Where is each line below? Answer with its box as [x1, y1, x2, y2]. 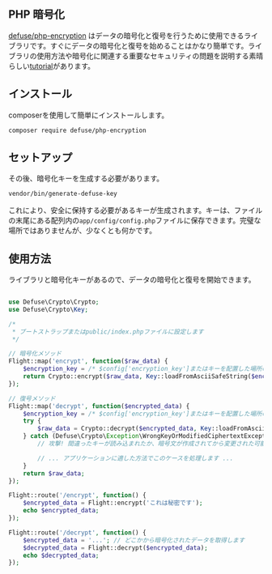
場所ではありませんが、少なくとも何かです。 [8, 226, 156, 236]
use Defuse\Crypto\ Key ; [8, 305, 89, 313]
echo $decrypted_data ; [23, 551, 100, 559]
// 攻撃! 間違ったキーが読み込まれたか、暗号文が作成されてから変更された [37, 440, 254, 448]
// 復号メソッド [8, 394, 56, 402]
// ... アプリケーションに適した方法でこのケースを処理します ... [37, 454, 234, 462]
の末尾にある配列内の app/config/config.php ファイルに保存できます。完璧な [8, 215, 261, 225]
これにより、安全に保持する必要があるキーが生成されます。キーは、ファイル [8, 206, 263, 215]
